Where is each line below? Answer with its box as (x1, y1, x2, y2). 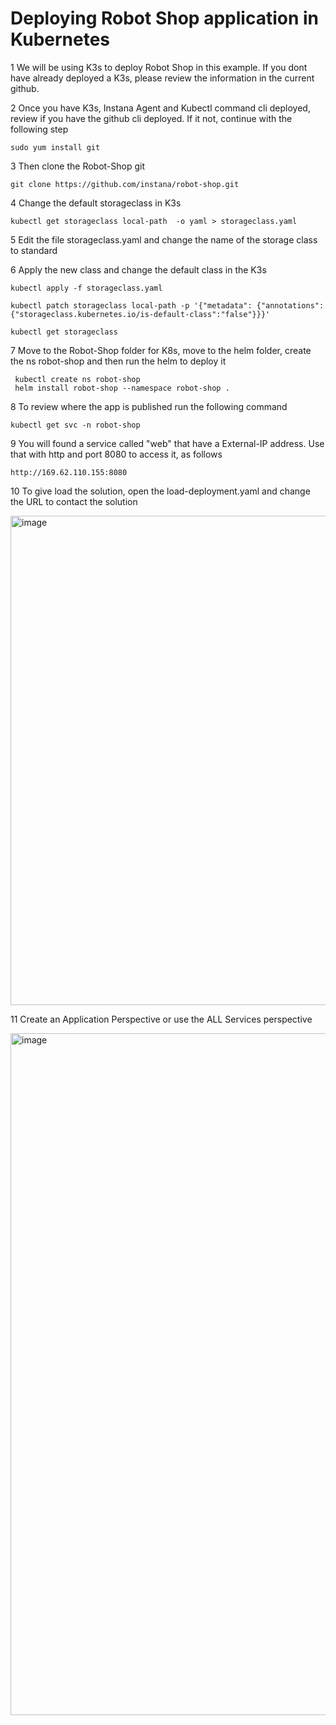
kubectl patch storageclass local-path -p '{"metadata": (10, 300, 253, 311)
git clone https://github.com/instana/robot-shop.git (10, 179, 240, 189)
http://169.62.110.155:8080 (10, 467, 128, 477)
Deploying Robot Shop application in (10, 7, 319, 30)
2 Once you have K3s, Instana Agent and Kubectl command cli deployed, (10, 102, 311, 114)
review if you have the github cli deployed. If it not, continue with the (10, 112, 293, 124)
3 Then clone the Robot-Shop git (10, 160, 146, 172)
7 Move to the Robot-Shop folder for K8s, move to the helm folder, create (10, 344, 312, 356)
